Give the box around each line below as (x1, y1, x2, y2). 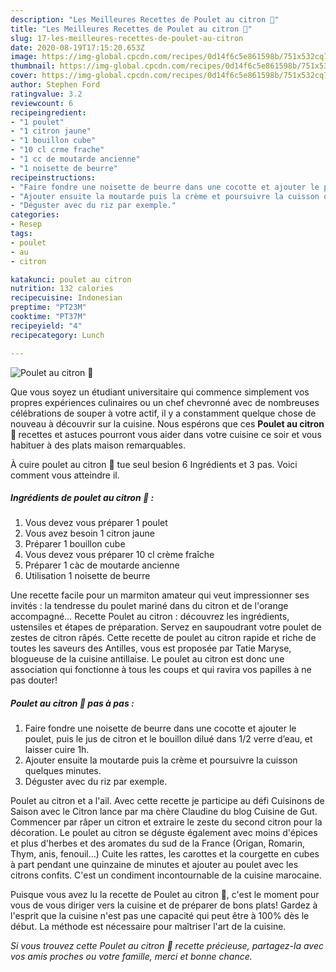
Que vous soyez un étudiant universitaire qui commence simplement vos (10, 386, 310, 398)
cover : (10, 71, 38, 81)
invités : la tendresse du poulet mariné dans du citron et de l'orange (10, 600, 289, 612)
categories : (10, 210, 60, 220)
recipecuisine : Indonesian (10, 293, 123, 303)
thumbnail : (10, 61, 56, 71)
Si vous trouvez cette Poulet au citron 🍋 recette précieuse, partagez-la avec (10, 940, 324, 952)
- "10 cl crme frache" (10, 145, 105, 155)
